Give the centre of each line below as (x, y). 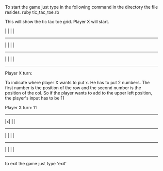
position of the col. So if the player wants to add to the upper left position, (79, 93)
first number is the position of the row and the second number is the (73, 88)
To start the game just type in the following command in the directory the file (81, 7)
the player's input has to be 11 (35, 98)
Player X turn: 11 (21, 107)
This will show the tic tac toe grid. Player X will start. (57, 22)
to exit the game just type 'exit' (36, 163)
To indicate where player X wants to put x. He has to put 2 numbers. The (77, 83)
